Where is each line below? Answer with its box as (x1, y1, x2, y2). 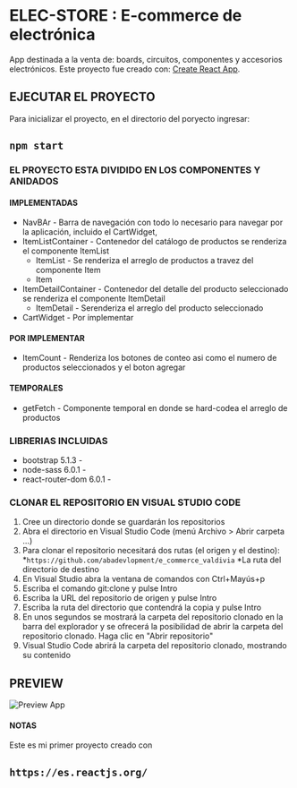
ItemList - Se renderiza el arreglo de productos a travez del (35, 255, 254, 266)
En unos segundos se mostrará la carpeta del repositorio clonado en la (21, 612, 284, 622)
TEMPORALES (9, 382, 64, 394)
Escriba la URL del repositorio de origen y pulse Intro (21, 593, 217, 604)
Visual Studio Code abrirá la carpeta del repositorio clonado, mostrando (21, 640, 288, 651)
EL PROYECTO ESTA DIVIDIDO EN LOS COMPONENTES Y (9, 164, 261, 176)
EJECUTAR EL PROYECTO (9, 90, 156, 105)
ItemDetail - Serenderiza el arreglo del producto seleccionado (35, 303, 264, 313)
